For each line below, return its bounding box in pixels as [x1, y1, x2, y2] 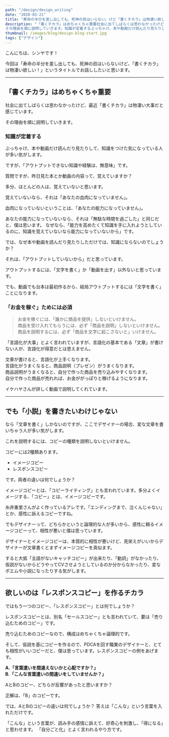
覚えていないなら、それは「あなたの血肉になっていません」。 [5, 194, 131, 200]
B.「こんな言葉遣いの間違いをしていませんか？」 [5, 671, 107, 677]
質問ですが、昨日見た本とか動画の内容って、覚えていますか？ [5, 173, 132, 179]
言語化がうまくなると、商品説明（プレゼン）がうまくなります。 [5, 363, 137, 369]
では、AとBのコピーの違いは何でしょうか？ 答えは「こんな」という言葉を [5, 703, 158, 709]
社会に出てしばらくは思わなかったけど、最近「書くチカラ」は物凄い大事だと [5, 102, 164, 108]
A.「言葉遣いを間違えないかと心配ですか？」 [5, 665, 99, 671]
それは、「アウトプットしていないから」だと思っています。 [5, 256, 126, 262]
